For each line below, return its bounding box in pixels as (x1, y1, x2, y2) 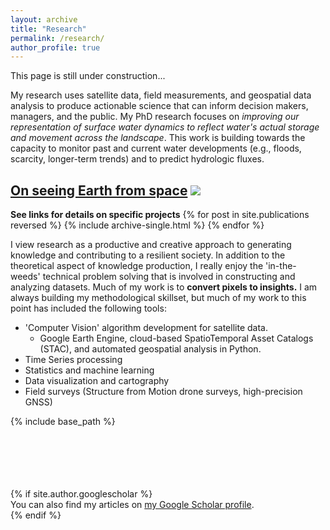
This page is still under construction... (10, 70, 166, 82)
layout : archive (10, 14, 78, 25)
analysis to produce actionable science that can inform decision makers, (10, 100, 309, 112)
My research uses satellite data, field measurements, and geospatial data (10, 89, 312, 101)
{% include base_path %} (10, 416, 116, 428)
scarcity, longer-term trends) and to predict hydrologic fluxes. (10, 153, 265, 165)
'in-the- (265, 260, 297, 272)
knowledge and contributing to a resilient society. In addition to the (10, 249, 286, 261)
